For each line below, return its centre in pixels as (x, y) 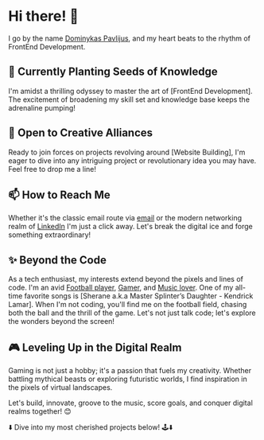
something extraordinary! (50, 235)
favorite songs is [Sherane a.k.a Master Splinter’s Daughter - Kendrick (139, 296)
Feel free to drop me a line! (52, 169)
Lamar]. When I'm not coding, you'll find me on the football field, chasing (128, 305)
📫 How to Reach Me (59, 195)
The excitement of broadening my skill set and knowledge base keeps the (129, 99)
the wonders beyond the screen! (62, 321)
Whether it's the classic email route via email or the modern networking (125, 218)
